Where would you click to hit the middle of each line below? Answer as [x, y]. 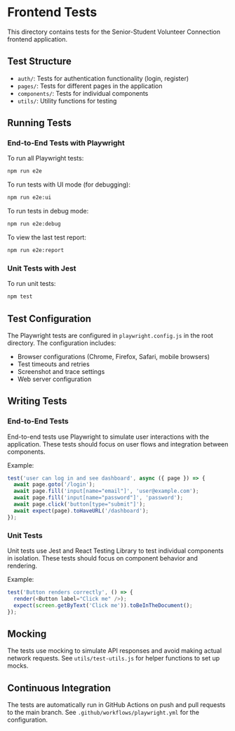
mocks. [18, 666]
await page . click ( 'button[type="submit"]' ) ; [80, 504]
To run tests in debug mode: [48, 211]
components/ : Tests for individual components [83, 93]
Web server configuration [54, 379]
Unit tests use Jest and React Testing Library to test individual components [116, 551]
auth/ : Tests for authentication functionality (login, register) [103, 78]
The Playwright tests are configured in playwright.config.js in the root [110, 335]
